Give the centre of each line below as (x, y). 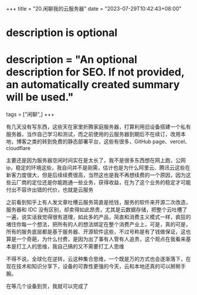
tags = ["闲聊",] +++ (30, 114)
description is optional (62, 33)
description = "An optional (72, 60)
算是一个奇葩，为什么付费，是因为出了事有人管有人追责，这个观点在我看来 (96, 239)
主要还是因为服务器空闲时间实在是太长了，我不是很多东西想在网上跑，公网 (96, 160)
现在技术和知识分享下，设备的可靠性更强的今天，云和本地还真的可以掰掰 (93, 266)
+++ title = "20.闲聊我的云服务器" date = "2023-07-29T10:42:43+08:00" (94, 9)
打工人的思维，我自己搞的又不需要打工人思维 (70, 247)
